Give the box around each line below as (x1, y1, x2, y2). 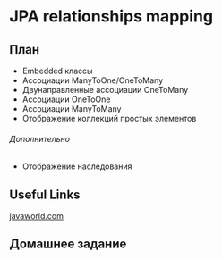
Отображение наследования (21, 161, 132, 172)
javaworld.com (9, 211, 64, 222)
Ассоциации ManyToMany (21, 104, 122, 113)
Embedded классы (21, 65, 93, 76)
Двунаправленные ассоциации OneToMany (21, 85, 189, 95)
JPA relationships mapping (9, 6, 213, 27)
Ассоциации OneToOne (21, 94, 111, 105)
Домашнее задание (9, 237, 127, 252)
